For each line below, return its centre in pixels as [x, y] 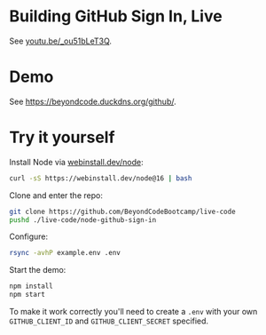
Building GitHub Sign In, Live [116, 16]
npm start [27, 295]
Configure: [29, 236]
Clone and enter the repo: [56, 195]
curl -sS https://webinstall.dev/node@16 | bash [101, 178]
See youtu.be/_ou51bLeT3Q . [61, 41]
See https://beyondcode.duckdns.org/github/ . [93, 101]
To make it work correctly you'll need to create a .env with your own [133, 312]
